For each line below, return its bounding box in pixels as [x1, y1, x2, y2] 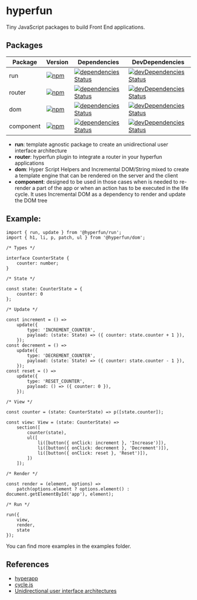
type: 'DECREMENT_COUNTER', [27, 352, 96, 358]
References [6, 559, 49, 570]
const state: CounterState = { [6, 286, 83, 291]
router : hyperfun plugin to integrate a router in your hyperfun [14, 153, 162, 160]
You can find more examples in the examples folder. [6, 543, 131, 550]
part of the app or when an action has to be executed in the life [36, 184, 189, 191]
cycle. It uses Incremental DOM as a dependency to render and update [14, 191, 186, 198]
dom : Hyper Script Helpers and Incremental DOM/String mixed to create [14, 165, 189, 172]
